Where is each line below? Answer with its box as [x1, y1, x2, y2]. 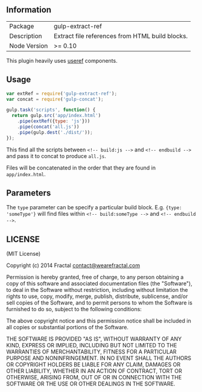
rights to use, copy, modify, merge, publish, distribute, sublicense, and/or [6, 292, 188, 300]
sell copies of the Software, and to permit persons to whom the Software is [6, 299, 193, 306]
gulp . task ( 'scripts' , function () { [6, 107, 96, 113]
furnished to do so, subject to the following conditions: [6, 306, 142, 313]
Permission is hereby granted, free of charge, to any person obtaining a [6, 274, 184, 281]
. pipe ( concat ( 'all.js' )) [17, 124, 80, 130]
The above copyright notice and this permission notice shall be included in [6, 317, 191, 324]
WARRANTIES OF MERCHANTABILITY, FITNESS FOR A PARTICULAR [6, 348, 177, 355]
